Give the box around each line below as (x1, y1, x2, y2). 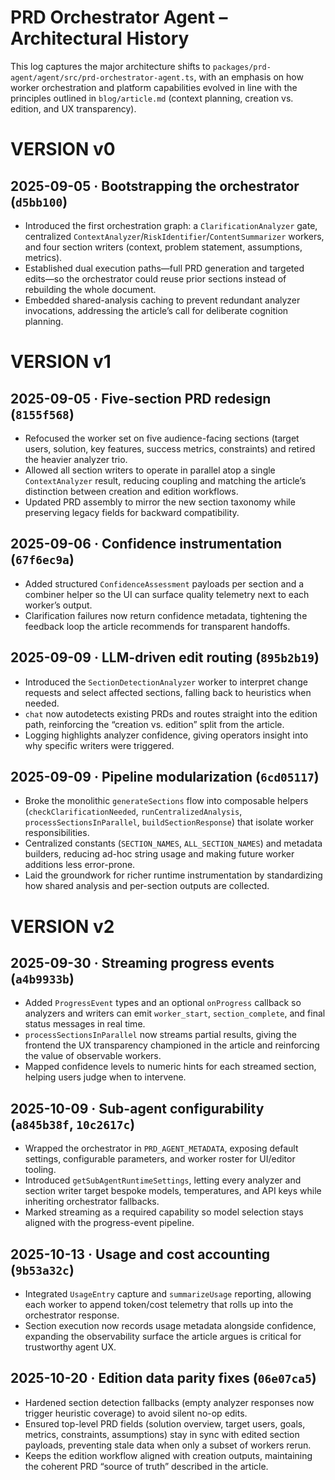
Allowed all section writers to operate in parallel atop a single (24, 464, 276, 476)
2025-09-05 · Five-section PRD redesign (10, 390, 272, 407)
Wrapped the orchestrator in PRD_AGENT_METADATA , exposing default (24, 1142, 299, 1155)
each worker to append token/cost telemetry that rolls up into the (24, 1299, 294, 1310)
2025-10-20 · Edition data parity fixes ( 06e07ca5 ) (10, 1370, 317, 1387)
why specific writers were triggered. (24, 739, 175, 751)
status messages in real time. (24, 1018, 146, 1030)
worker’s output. (24, 599, 93, 611)
